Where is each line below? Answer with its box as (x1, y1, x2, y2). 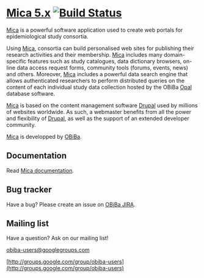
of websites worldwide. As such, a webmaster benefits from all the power (6, 108, 191, 115)
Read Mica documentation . (6, 166, 75, 174)
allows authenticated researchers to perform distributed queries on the (6, 77, 185, 84)
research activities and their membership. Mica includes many (6, 51, 163, 58)
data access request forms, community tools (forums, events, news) (16, 64, 188, 71)
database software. (6, 90, 55, 97)
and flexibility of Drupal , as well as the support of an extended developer (6, 115, 189, 122)
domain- (164, 51, 185, 58)
